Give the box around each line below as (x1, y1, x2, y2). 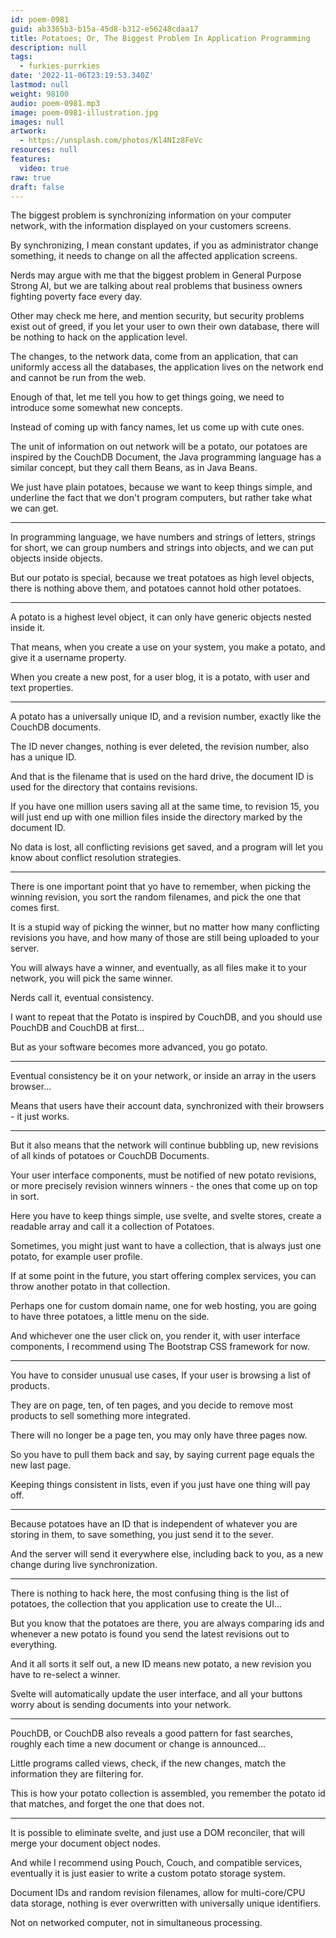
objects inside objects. (10, 552, 103, 565)
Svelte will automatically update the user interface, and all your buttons (10, 1688, 303, 1700)
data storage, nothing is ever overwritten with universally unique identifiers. (10, 1897, 322, 1910)
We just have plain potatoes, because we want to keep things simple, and (10, 481, 313, 493)
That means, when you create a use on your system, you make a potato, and (10, 641, 326, 653)
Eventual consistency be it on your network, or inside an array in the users (10, 1070, 317, 1082)
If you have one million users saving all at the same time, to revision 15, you (10, 801, 320, 813)
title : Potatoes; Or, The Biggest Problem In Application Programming (10, 33, 311, 43)
